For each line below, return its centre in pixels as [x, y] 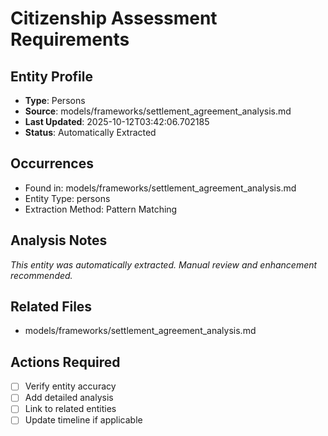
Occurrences [52, 163]
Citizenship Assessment [114, 18]
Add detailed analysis [69, 398]
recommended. [41, 275]
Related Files [51, 307]
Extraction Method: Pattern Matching [101, 209]
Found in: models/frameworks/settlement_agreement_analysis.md [160, 188]
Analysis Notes [59, 240]
